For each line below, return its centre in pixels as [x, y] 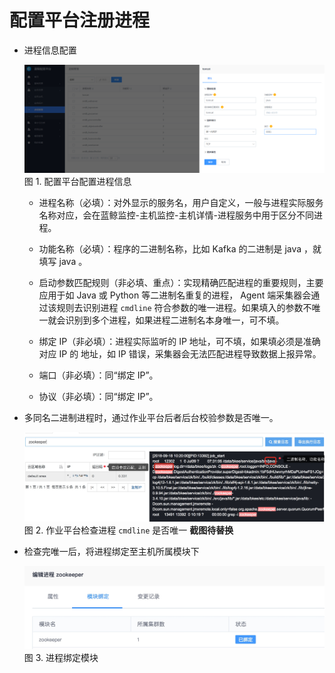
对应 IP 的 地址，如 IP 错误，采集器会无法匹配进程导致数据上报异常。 [180, 353]
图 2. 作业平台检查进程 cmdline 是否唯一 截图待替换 [128, 530]
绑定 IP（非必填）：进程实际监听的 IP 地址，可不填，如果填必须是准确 [179, 341]
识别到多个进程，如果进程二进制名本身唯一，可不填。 [175, 320]
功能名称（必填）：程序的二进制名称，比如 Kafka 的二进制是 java [170, 248]
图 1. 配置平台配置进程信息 [77, 181]
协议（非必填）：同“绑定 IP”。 [98, 396]
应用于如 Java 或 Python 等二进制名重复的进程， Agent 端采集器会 [175, 295]
